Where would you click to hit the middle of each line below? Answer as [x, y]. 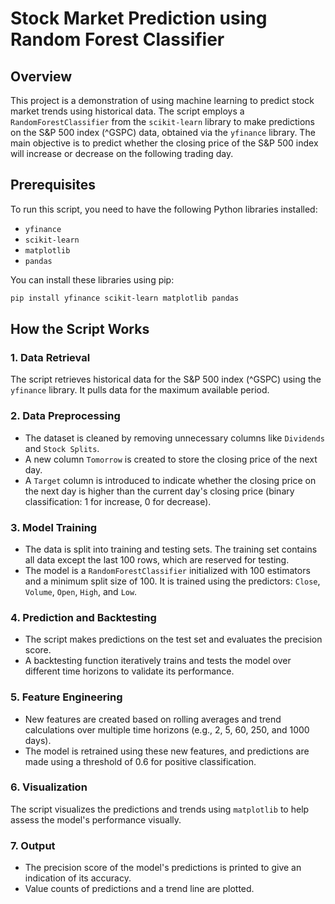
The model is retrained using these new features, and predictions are [167, 751]
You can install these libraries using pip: [92, 279]
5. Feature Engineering [66, 697]
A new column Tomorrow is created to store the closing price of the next [171, 459]
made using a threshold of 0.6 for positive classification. [140, 761]
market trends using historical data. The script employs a [127, 111]
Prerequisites [53, 185]
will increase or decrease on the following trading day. [122, 153]
